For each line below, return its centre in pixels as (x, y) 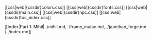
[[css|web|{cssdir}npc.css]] (70, 12)
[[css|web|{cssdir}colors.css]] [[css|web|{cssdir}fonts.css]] (65, 7)
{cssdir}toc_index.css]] (28, 17)
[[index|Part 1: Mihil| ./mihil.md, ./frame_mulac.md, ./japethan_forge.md (76, 27)
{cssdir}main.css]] (23, 12)
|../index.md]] (18, 32)
